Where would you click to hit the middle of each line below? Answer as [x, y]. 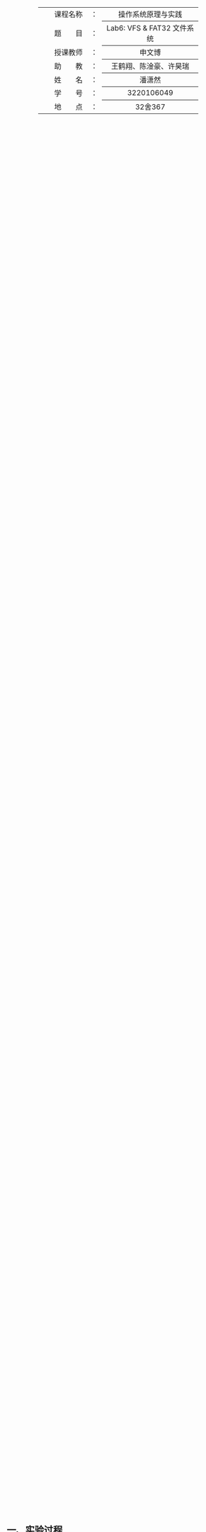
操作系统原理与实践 [150, 14]
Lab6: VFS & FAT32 [139, 28]
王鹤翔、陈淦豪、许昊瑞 [150, 66]
